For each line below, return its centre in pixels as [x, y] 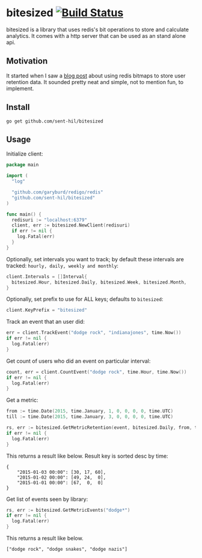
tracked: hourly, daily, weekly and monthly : [63, 265]
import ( [17, 176]
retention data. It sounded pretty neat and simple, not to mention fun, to [95, 82]
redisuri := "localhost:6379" [49, 220]
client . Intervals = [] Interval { [47, 276]
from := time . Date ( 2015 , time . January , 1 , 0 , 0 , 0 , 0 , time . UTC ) [90, 411]
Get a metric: [22, 400]
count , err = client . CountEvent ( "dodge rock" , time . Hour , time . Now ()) [96, 372]
